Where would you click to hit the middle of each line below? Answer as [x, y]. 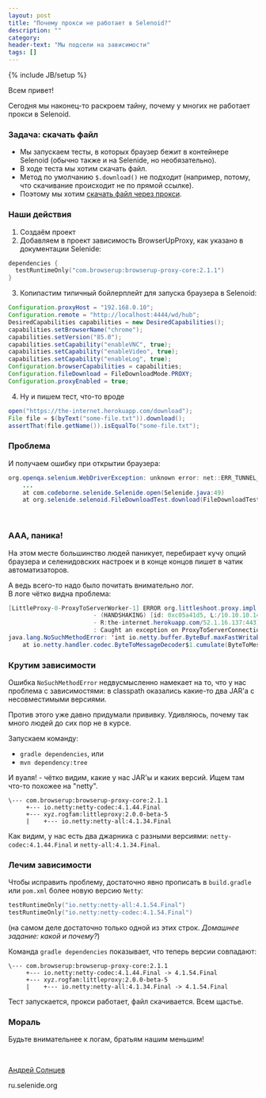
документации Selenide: [60, 249]
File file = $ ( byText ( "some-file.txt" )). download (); [97, 418]
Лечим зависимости [50, 865]
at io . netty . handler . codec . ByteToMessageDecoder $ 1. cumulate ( [125, 645]
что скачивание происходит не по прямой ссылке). [106, 186]
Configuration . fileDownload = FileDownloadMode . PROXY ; [101, 374]
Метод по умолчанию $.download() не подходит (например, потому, [135, 177]
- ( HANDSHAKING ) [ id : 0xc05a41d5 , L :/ [157, 615]
